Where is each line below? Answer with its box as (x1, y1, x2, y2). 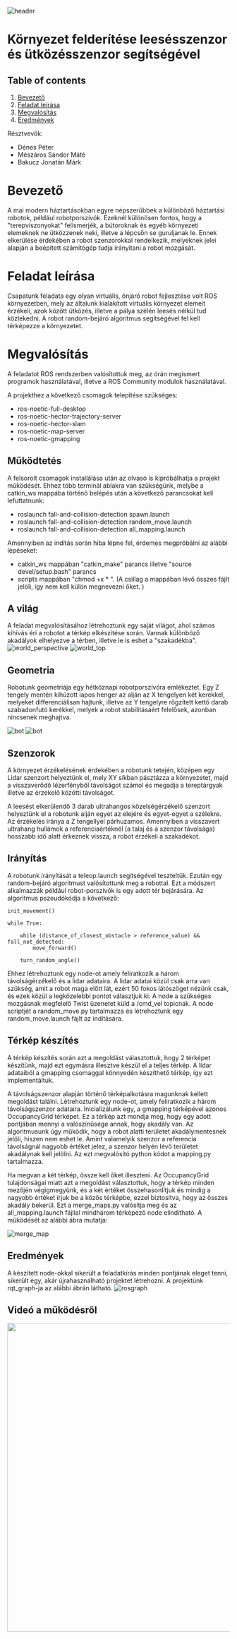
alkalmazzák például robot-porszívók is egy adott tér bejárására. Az (7, 886, 204, 894)
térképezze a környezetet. (7, 321, 83, 330)
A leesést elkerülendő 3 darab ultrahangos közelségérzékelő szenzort (7, 802, 210, 811)
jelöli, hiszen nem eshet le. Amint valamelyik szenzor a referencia (7, 1134, 197, 1143)
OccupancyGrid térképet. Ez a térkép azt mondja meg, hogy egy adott (7, 1112, 212, 1120)
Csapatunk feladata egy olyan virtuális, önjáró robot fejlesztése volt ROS (7, 292, 217, 300)
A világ (7, 603, 39, 615)
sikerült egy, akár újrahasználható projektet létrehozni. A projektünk (7, 1276, 204, 1285)
